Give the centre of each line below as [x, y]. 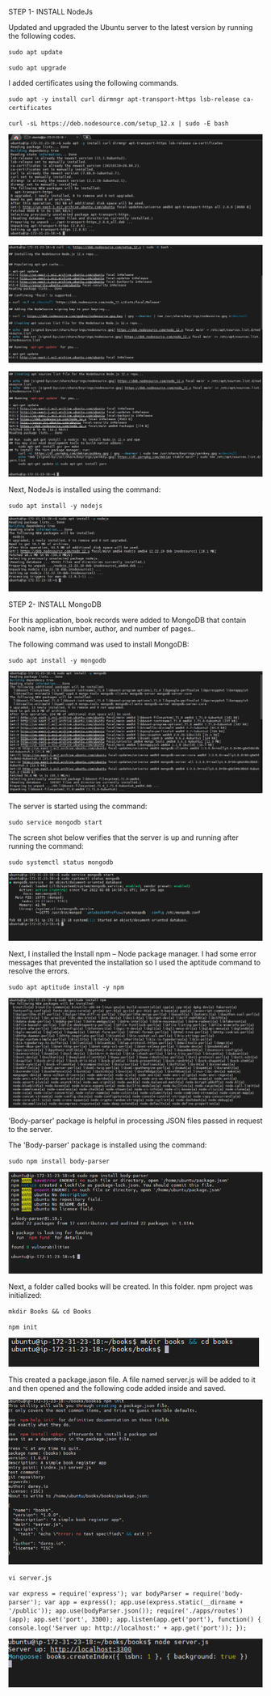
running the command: [46, 846]
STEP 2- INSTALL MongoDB [55, 604]
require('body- [218, 1594]
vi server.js [30, 1578]
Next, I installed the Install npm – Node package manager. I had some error [132, 954]
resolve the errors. [39, 971]
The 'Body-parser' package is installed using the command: [108, 1145]
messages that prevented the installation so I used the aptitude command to [134, 963]
